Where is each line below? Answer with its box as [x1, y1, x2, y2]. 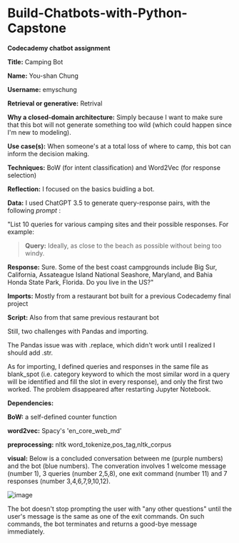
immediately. [7, 527, 45, 536]
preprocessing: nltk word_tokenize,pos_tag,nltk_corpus [7, 440, 172, 449]
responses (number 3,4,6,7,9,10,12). [7, 477, 111, 485]
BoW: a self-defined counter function [7, 412, 117, 421]
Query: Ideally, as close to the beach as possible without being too [24, 241, 222, 250]
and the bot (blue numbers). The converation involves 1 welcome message [7, 462, 227, 470]
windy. [24, 248, 45, 258]
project [7, 299, 29, 308]
